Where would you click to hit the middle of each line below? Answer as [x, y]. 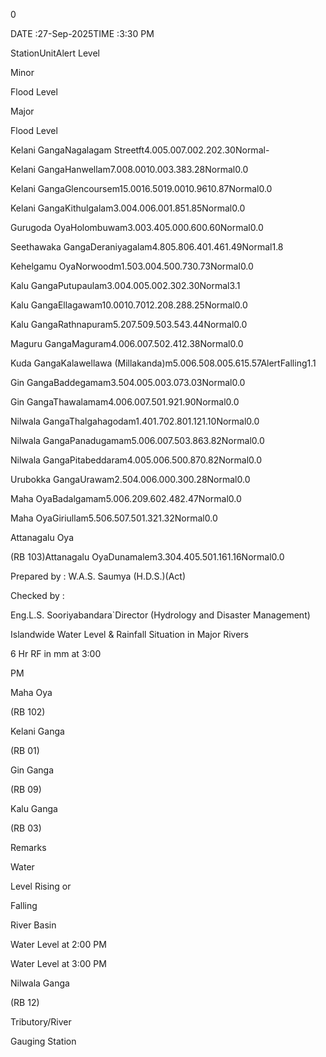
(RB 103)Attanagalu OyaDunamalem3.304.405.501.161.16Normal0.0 [147, 557]
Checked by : [37, 595]
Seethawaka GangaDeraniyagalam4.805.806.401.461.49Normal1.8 [147, 247]
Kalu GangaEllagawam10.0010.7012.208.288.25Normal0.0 [129, 305]
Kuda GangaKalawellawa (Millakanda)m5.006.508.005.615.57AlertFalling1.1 [163, 363]
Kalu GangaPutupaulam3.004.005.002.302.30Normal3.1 [125, 285]
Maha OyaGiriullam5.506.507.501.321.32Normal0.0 [114, 518]
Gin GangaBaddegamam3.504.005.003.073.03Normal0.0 [128, 382]
